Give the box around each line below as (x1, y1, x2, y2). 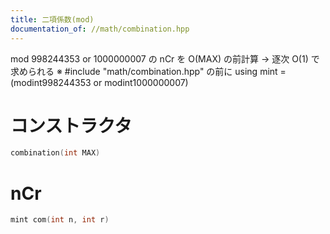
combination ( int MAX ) (10, 148, 101, 158)
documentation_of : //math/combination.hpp (10, 24, 190, 34)
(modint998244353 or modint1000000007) (10, 76, 189, 88)
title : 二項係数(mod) (10, 14, 95, 25)
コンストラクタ (10, 114, 133, 137)
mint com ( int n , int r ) (10, 215, 110, 225)
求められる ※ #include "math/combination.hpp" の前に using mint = (10, 65, 287, 77)
